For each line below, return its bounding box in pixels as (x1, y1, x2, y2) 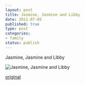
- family (5, 36, 24, 41)
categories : (5, 31, 30, 36)
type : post (5, 26, 28, 31)
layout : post (5, 7, 33, 13)
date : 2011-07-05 (5, 17, 42, 22)
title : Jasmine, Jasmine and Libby (5, 12, 80, 17)
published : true (5, 21, 39, 27)
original (5, 74, 21, 80)
